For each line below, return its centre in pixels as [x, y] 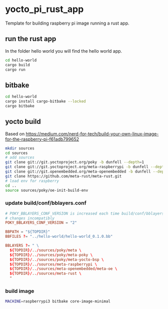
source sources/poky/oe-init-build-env [47, 190]
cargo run [15, 69]
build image [20, 291]
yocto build [23, 122]
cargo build [17, 65]
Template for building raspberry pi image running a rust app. [67, 23]
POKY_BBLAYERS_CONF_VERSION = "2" [41, 223]
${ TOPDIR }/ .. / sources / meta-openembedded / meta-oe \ [63, 269]
